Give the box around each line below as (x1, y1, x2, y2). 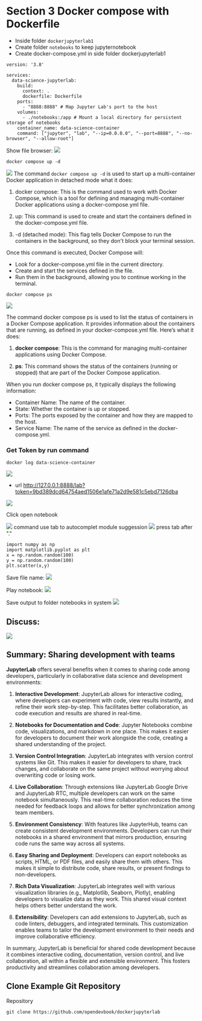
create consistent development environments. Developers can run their (14, 826, 192, 834)
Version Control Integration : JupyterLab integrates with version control (14, 752, 194, 759)
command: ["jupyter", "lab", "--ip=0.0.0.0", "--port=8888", (17, 130, 174, 137)
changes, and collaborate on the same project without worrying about (14, 765, 189, 772)
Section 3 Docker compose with (6, 4, 169, 18)
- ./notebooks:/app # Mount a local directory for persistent (22, 114, 182, 120)
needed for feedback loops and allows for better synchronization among (14, 802, 195, 810)
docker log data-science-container (6, 460, 96, 466)
